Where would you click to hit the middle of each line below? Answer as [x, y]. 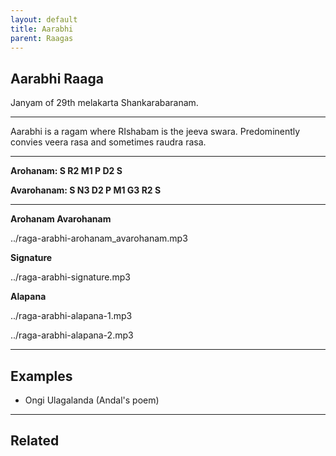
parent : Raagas [42, 38]
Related [35, 441]
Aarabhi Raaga [57, 78]
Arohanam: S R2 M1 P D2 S [66, 171]
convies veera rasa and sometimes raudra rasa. [108, 142]
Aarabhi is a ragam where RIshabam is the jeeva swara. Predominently [155, 132]
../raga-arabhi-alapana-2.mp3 [72, 335]
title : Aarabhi [42, 29]
